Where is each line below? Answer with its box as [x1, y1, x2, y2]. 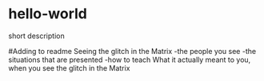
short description [8, 31, 66, 40]
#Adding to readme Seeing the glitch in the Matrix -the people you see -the [8, 46, 257, 56]
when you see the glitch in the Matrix [8, 63, 130, 72]
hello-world [8, 5, 88, 23]
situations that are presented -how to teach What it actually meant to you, [8, 55, 251, 64]
